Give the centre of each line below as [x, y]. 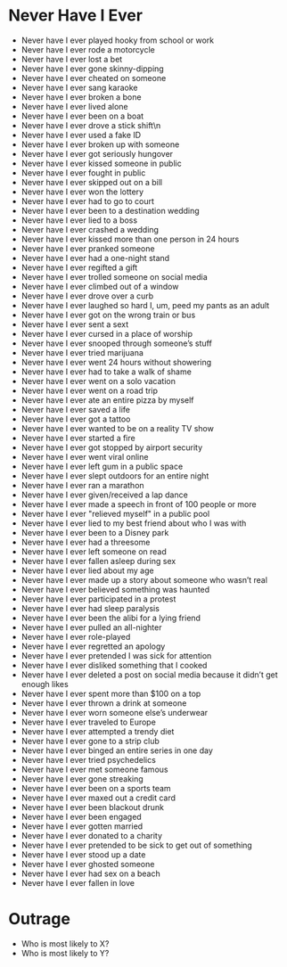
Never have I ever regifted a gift [79, 267]
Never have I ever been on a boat [82, 116]
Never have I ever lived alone [74, 106]
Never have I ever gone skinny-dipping [92, 69]
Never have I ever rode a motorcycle [88, 49]
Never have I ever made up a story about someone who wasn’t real [144, 579]
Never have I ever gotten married [82, 826]
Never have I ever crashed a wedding [90, 229]
